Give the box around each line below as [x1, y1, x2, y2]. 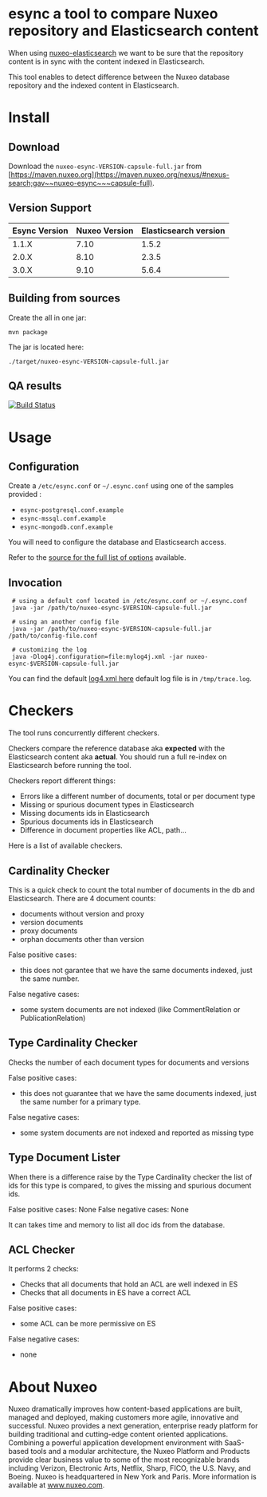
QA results [8, 379, 62, 392]
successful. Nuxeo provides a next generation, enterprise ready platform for [8, 1421, 258, 1431]
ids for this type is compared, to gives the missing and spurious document [8, 1180, 252, 1190]
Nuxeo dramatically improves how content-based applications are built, [8, 1404, 243, 1414]
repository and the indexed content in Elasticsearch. [8, 81, 179, 90]
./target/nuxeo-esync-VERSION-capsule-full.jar [8, 357, 170, 365]
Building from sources [8, 292, 121, 305]
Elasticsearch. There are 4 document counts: [8, 893, 156, 903]
